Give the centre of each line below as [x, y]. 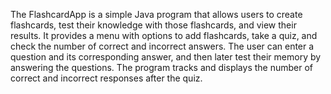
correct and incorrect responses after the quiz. [106, 78]
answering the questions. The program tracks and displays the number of [161, 67]
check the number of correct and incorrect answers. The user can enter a [162, 46]
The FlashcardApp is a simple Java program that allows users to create [156, 14]
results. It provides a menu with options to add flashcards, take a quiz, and [164, 35]
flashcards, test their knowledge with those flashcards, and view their [153, 25]
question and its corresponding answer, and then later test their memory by [166, 57]
